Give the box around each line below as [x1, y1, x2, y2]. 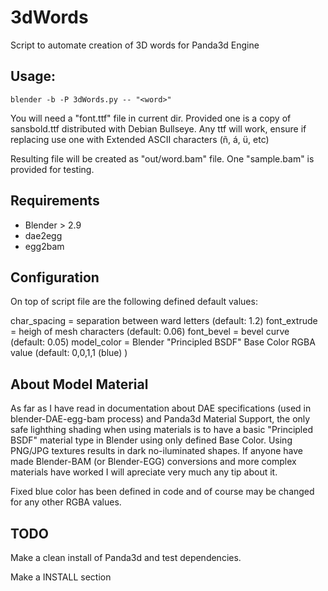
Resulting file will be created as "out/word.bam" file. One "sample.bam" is [10, 152, 315, 165]
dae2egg [24, 229, 63, 241]
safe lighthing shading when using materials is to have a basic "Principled [10, 424, 313, 436]
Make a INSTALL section [10, 571, 112, 583]
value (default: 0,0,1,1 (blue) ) [10, 347, 128, 359]
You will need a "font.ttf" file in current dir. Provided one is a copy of [10, 112, 292, 124]
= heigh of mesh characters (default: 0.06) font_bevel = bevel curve [10, 326, 290, 338]
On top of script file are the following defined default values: [10, 296, 258, 308]
